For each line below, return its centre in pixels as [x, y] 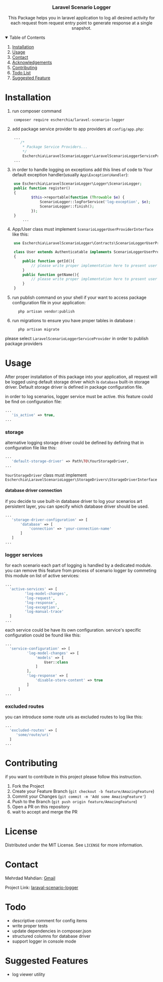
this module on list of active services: [42, 576]
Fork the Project [28, 786]
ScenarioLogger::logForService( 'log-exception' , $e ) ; [95, 202]
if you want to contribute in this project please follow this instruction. [73, 777]
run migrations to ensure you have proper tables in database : [74, 321]
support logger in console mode [44, 941]
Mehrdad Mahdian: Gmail [30, 878]
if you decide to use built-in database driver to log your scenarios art [74, 501]
